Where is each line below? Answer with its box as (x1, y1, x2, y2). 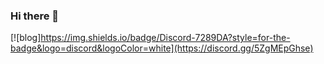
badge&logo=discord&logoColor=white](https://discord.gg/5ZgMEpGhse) (10, 42, 314, 54)
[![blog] (10, 32, 42, 44)
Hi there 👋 (10, 9, 60, 23)
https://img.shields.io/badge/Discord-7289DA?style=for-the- (40, 32, 291, 44)
